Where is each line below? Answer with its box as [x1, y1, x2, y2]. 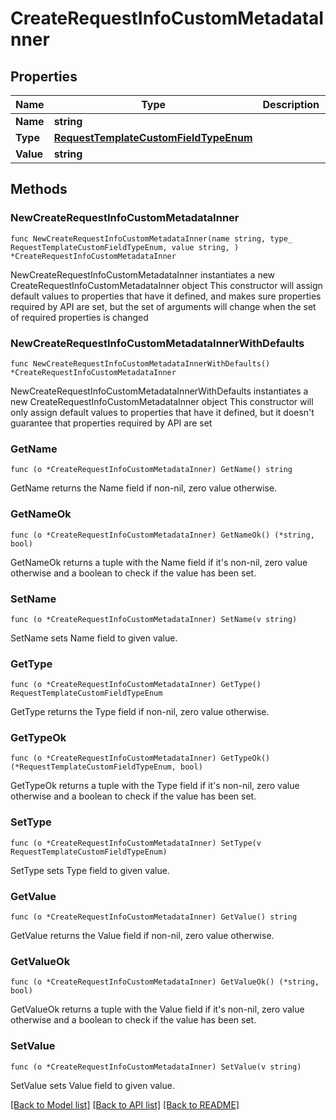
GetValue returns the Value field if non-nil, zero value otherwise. [10, 930, 275, 942]
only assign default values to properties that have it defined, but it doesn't [10, 406, 315, 418]
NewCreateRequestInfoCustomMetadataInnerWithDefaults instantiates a [10, 385, 309, 397]
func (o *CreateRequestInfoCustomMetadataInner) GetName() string [10, 465, 293, 475]
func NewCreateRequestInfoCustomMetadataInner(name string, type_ [10, 233, 293, 244]
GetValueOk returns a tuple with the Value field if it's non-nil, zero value [10, 1003, 305, 1016]
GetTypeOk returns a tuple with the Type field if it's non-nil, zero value [10, 780, 300, 792]
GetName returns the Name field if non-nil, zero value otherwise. [10, 482, 278, 494]
